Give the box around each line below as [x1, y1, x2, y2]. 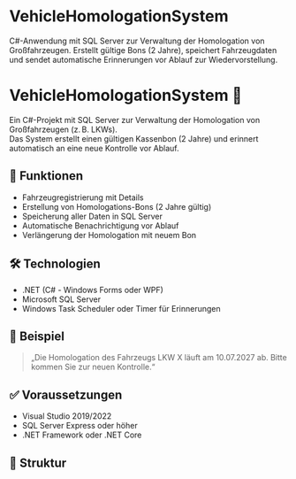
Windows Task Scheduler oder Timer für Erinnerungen [21, 303, 221, 313]
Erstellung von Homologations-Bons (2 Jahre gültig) [21, 201, 212, 212]
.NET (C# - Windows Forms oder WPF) [21, 284, 163, 295]
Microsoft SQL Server [21, 294, 102, 305]
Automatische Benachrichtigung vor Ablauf [21, 220, 179, 231]
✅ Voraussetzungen [9, 387, 123, 402]
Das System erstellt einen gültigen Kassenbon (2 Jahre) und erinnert [9, 133, 259, 143]
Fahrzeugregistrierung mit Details [21, 192, 144, 203]
